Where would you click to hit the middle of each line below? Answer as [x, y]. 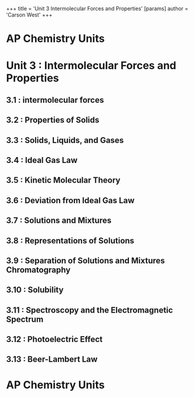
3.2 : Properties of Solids [53, 120]
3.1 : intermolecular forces [55, 100]
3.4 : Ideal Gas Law [42, 160]
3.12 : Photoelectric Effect [54, 339]
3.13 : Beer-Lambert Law [52, 359]
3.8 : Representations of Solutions [70, 241]
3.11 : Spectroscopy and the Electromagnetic [90, 310]
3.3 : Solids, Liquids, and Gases [65, 140]
